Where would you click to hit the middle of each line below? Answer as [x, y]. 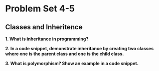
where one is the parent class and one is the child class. [65, 54]
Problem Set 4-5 [40, 9]
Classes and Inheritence [44, 27]
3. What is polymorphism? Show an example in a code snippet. [72, 63]
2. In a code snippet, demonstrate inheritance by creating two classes [79, 48]
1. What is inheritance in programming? [47, 39]
